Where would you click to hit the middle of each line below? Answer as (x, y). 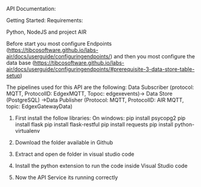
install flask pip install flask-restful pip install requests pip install (94, 124)
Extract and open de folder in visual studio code (75, 154)
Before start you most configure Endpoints (59, 44)
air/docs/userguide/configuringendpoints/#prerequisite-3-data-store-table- (101, 69)
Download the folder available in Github (64, 143)
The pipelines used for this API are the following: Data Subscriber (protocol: (100, 87)
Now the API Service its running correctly (66, 177)
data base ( (21, 63)
